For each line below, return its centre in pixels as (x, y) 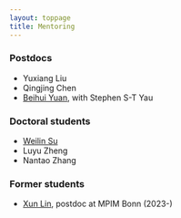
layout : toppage (40, 18)
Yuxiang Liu (45, 78)
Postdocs (31, 58)
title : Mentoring (42, 26)
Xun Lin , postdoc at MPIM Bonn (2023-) (97, 204)
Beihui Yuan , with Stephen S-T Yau (88, 98)
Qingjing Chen (50, 88)
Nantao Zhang (50, 161)
